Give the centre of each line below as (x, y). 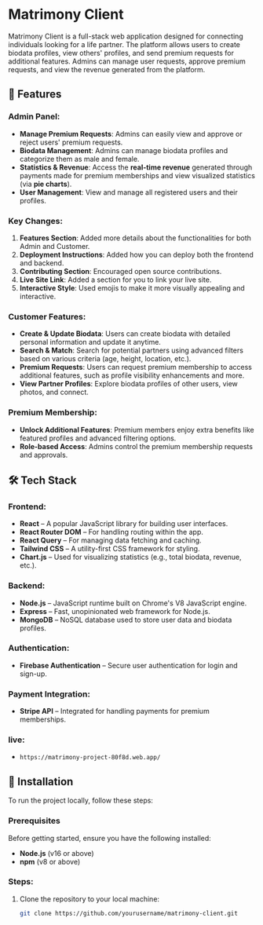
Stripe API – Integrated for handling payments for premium (114, 711)
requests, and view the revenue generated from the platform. (107, 69)
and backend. (42, 263)
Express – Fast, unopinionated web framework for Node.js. (115, 611)
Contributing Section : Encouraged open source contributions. (121, 271)
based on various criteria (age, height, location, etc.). (105, 359)
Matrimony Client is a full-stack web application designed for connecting (126, 36)
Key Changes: (35, 221)
